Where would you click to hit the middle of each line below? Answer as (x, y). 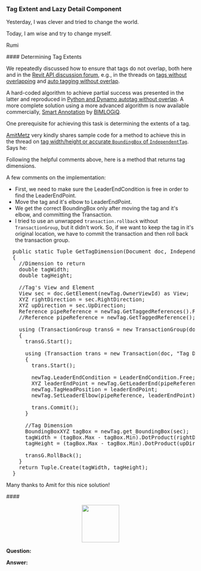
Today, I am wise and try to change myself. (59, 34)
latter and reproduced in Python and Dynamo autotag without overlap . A (95, 99)
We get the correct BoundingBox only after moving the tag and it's (96, 208)
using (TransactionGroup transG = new (76, 330)
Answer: (17, 563)
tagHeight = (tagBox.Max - (65, 444)
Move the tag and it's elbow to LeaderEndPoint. (73, 202)
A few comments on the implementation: (56, 178)
